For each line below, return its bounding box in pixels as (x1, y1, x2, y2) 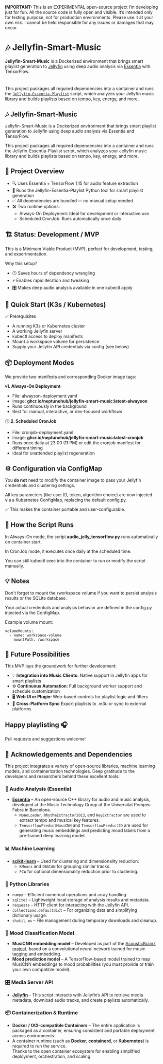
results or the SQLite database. (5, 595, 67, 601)
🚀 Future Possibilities (5, 650, 70, 659)
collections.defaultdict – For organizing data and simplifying (12, 907, 137, 913)
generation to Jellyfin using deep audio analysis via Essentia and (5, 128, 134, 134)
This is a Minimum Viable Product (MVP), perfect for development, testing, (5, 246, 154, 252)
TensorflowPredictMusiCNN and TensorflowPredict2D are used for (19, 822, 148, 829)
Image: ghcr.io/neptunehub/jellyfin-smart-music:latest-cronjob (12, 435, 144, 441)
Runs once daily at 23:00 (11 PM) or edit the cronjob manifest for (12, 440, 141, 446)
